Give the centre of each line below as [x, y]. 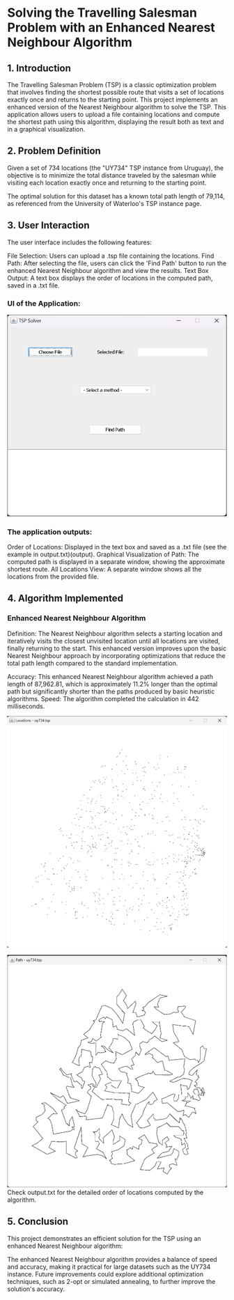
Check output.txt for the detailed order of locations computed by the [106, 1192]
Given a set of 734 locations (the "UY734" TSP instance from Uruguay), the [116, 168]
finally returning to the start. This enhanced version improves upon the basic [117, 648]
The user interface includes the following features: [79, 242]
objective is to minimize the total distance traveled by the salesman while [112, 175]
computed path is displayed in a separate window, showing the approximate [116, 561]
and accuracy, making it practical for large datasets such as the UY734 [109, 1267]
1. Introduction [39, 68]
